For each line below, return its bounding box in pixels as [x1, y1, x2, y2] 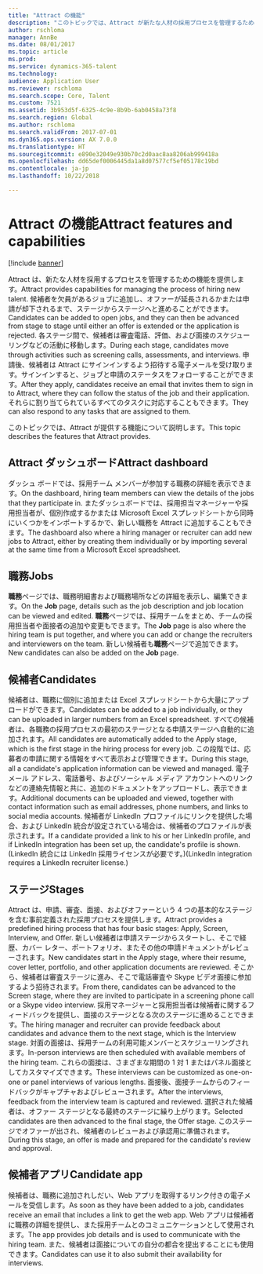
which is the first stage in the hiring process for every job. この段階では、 [8, 744, 244, 754]
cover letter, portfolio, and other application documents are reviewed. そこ [8, 962, 247, 972]
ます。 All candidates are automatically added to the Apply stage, [28, 735, 237, 744]
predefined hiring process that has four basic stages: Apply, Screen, [8, 924, 229, 933]
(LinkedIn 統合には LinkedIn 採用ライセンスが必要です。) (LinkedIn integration [8, 849, 253, 859]
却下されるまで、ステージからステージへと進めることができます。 [21, 304, 233, 313]
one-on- [225, 1068, 253, 1077]
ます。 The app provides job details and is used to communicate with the [8, 1229, 241, 1239]
